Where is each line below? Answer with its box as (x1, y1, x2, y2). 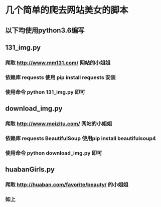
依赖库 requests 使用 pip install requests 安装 (5, 73, 116, 80)
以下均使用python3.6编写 (5, 26, 85, 34)
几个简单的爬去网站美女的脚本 (5, 4, 129, 16)
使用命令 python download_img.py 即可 (5, 149, 102, 156)
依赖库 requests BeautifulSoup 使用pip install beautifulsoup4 (5, 134, 156, 141)
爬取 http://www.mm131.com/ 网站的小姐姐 (5, 59, 111, 66)
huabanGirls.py (5, 165, 55, 174)
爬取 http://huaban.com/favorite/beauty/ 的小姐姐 (5, 181, 129, 188)
